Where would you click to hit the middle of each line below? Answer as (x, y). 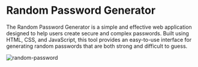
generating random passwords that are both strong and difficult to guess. (97, 46)
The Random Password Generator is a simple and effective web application (99, 27)
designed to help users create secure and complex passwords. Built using (97, 33)
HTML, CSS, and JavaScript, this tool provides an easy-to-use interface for (99, 39)
